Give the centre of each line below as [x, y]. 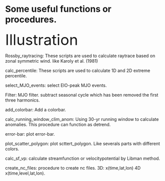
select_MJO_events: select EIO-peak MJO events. [56, 85]
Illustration [42, 39]
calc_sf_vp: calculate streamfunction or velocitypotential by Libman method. [82, 158]
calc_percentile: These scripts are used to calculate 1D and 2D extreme [78, 71]
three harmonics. [23, 100]
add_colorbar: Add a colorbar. [36, 109]
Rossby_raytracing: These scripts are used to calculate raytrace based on [80, 56]
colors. [12, 148]
